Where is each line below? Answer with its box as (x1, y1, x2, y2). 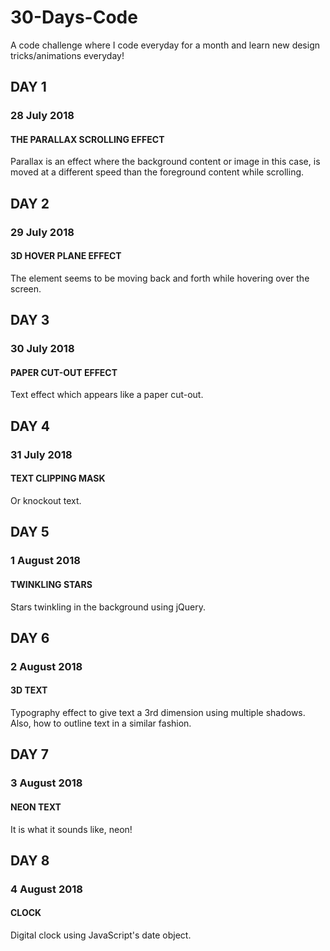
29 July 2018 (10, 225, 75, 239)
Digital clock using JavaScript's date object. (10, 929, 192, 941)
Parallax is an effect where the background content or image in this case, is (10, 156, 321, 168)
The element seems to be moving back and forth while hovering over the (10, 272, 310, 284)
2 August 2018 (10, 659, 83, 673)
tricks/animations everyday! (10, 49, 125, 61)
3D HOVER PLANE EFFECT (10, 250, 122, 262)
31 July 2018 (10, 447, 73, 461)
